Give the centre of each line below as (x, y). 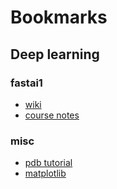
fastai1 (26, 83)
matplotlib (45, 173)
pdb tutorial (48, 163)
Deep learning (55, 54)
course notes (52, 115)
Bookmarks (59, 17)
